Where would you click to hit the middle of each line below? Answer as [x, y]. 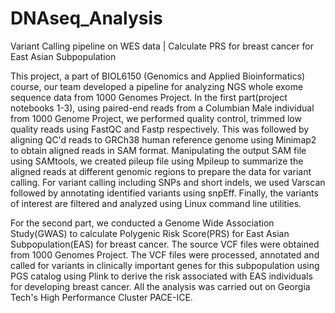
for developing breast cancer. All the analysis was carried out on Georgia [160, 286]
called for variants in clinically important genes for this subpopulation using [165, 265]
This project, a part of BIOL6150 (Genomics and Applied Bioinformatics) [158, 76]
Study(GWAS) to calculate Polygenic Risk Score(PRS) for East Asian [150, 233]
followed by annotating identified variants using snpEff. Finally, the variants [164, 193]
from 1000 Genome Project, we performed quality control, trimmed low [156, 118]
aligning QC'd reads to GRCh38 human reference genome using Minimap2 [163, 139]
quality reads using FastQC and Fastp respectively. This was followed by [160, 129]
